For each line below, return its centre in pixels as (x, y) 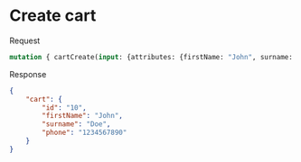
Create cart (53, 16)
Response (28, 74)
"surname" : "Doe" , (76, 124)
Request (25, 40)
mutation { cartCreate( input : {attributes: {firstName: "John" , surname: (151, 57)
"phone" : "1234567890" (85, 133)
